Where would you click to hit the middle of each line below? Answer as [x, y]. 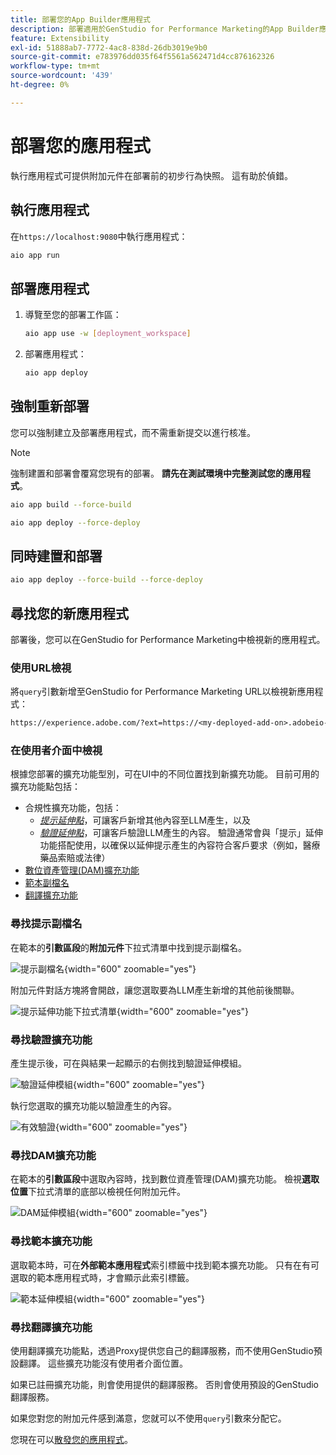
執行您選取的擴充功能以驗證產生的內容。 [93, 1106]
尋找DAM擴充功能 [53, 1155]
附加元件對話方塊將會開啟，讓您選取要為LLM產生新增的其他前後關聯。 [155, 990]
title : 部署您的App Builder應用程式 [80, 19]
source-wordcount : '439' [62, 76]
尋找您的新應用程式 [69, 613]
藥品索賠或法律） [75, 858]
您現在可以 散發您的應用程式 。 [71, 1439]
